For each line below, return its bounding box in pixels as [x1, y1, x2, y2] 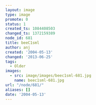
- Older [10, 64, 26, 69]
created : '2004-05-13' [5, 49, 53, 55]
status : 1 [5, 21, 26, 27]
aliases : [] [5, 87, 30, 92]
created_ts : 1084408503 [5, 26, 56, 31]
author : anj [5, 45, 30, 50]
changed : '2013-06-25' [5, 54, 53, 60]
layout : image [5, 7, 35, 13]
